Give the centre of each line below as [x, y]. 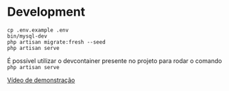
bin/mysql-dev [27, 36]
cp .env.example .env [38, 30]
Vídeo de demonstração [41, 80]
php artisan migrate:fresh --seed [57, 42]
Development [46, 12]
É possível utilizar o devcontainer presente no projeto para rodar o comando [114, 61]
